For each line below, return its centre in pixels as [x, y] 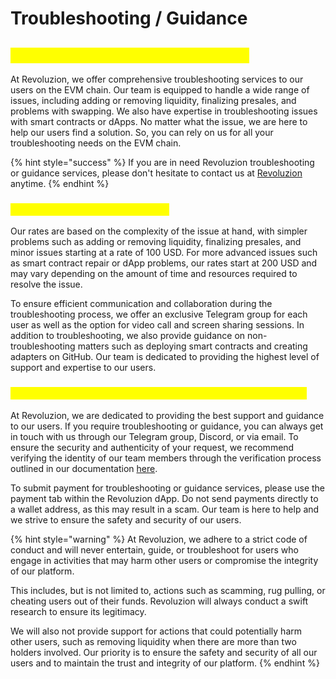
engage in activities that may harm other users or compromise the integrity [164, 560]
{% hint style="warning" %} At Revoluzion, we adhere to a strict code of [159, 539]
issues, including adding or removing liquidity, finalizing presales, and [153, 100]
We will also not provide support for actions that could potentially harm [156, 631]
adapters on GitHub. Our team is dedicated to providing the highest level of [165, 357]
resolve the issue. [46, 284]
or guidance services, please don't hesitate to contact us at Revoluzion [156, 173]
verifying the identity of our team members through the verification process [166, 458]
